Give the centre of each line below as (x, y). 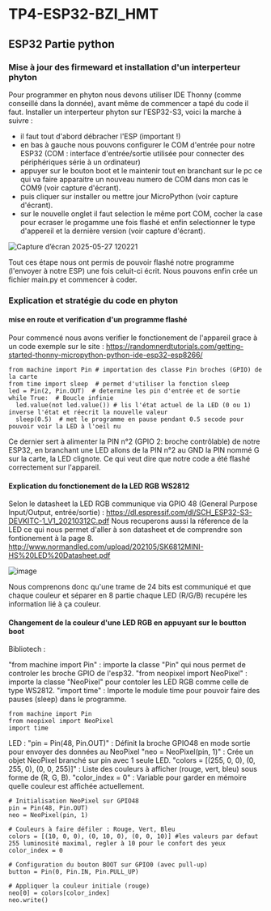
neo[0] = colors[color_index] (59, 893)
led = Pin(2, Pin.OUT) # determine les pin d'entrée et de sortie (125, 391)
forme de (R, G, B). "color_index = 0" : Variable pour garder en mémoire (127, 777)
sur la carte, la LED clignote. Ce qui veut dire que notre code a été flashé (129, 459)
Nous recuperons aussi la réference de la (180, 521)
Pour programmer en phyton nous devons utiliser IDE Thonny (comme (125, 95)
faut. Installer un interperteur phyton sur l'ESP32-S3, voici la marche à (125, 112)
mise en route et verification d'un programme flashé (98, 320)
